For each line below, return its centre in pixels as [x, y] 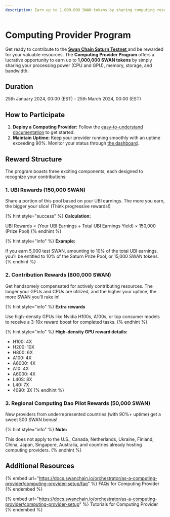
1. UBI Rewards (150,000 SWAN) [46, 190]
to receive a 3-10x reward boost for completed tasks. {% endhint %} [76, 322]
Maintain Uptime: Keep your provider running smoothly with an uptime [87, 138]
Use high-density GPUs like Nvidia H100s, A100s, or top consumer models [83, 316]
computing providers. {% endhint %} [44, 450]
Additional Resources [40, 466]
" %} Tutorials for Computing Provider [119, 504]
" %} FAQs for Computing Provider [124, 484]
